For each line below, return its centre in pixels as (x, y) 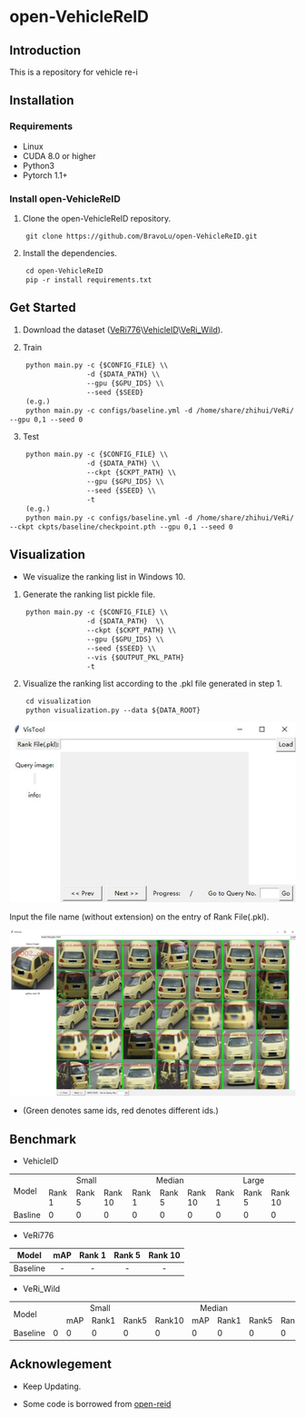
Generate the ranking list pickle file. (89, 594)
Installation (42, 100)
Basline (27, 1215)
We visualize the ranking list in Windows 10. (104, 576)
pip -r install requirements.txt (89, 280)
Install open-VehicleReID (65, 199)
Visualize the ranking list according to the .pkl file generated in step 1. (152, 683)
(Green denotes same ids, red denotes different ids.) (121, 1111)
